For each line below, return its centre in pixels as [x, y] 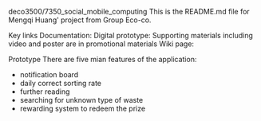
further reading [45, 92]
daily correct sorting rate [61, 83]
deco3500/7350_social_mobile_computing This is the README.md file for [129, 12]
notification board [49, 74]
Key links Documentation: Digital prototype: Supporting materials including [131, 35]
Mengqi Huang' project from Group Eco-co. [80, 20]
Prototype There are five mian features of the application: [103, 59]
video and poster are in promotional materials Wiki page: [101, 44]
